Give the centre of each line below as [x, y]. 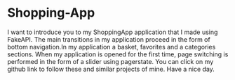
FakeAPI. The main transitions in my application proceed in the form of [109, 39]
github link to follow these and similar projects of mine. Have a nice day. [111, 69]
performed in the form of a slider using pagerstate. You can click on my [110, 61]
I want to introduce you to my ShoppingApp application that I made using [113, 32]
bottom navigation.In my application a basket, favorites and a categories [112, 47]
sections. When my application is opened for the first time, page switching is [118, 54]
